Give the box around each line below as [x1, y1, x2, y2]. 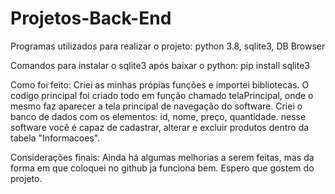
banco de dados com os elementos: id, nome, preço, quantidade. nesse [10, 110, 307, 122]
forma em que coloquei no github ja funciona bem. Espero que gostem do [10, 162, 315, 174]
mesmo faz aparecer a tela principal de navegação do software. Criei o [10, 100, 303, 112]
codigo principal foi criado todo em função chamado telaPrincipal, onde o [10, 89, 314, 101]
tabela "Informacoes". [10, 132, 101, 144]
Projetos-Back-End [10, 7, 172, 30]
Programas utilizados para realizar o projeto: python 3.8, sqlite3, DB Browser [10, 40, 326, 52]
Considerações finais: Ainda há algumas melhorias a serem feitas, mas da [10, 151, 315, 163]
